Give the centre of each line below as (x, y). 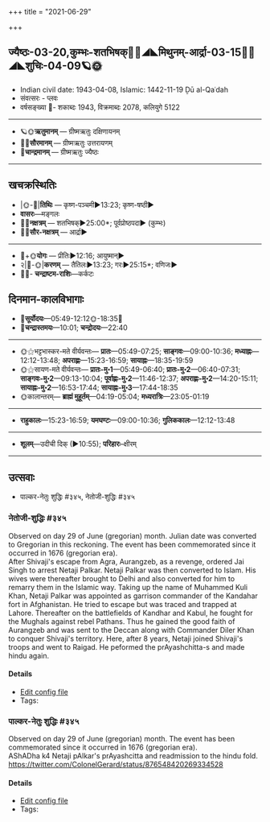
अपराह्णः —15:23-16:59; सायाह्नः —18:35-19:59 (127, 361)
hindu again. (29, 655)
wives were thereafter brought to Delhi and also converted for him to (122, 578)
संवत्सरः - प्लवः (39, 98)
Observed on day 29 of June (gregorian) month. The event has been (122, 739)
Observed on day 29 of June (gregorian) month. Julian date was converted (133, 535)
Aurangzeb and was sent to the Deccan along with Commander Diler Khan (131, 630)
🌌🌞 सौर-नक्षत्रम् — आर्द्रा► (54, 232)
